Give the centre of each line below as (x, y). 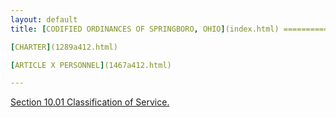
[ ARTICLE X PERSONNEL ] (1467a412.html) (91, 65)
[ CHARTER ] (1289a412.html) (64, 47)
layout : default (44, 19)
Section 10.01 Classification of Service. (90, 102)
